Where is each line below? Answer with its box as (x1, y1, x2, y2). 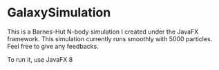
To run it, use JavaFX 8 (7, 55, 73, 63)
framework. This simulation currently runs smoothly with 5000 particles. (7, 34, 213, 43)
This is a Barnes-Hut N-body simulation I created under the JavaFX (7, 27, 199, 36)
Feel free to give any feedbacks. (7, 42, 99, 50)
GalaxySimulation (7, 5, 111, 21)
